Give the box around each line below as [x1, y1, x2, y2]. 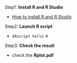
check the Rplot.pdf [11, 52, 54, 58]
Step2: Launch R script [4, 23, 53, 29]
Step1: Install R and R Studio [4, 4, 63, 10]
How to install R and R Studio [11, 14, 72, 19]
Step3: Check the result [4, 43, 54, 49]
